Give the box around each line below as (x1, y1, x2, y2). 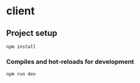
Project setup (6, 28, 58, 38)
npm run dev (6, 71, 36, 77)
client (6, 4, 35, 18)
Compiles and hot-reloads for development (6, 57, 135, 66)
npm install (6, 44, 36, 50)
